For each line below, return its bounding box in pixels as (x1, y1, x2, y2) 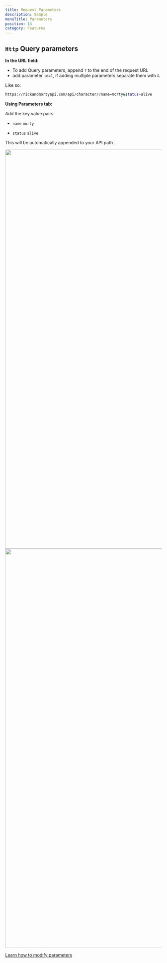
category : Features (5, 26, 46, 31)
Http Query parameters (5, 44, 79, 53)
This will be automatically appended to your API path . (5, 139, 116, 145)
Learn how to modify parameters (5, 952, 73, 958)
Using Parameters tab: (5, 101, 53, 107)
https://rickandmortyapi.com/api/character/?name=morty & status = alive (5, 92, 153, 97)
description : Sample (5, 12, 48, 17)
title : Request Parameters (5, 7, 61, 12)
